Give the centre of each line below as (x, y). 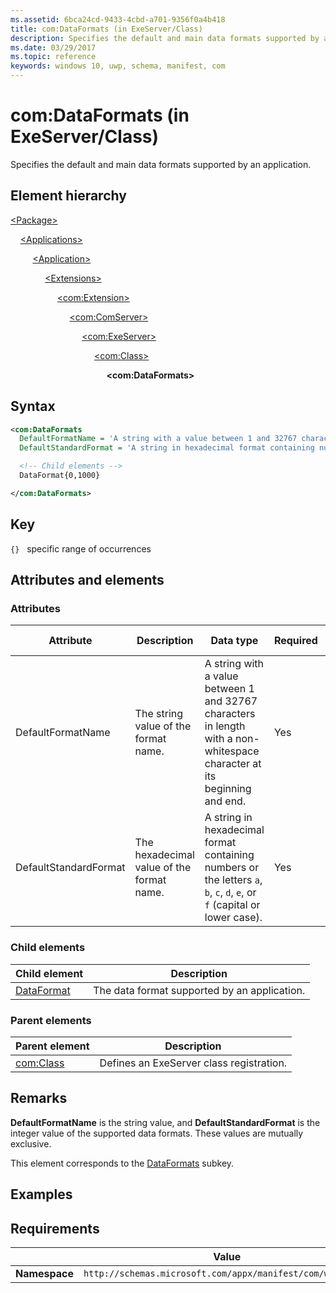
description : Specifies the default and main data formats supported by (165, 38)
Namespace (45, 1273)
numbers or (232, 868)
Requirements (55, 1228)
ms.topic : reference (53, 57)
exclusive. (31, 1143)
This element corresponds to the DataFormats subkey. (122, 1163)
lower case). (233, 918)
